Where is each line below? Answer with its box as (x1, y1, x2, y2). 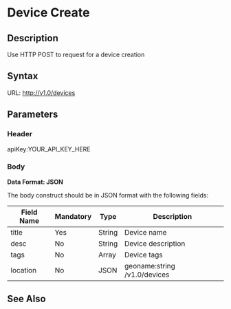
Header (7, 129, 33, 139)
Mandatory (54, 211, 92, 221)
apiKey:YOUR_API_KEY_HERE (7, 145, 91, 153)
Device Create (7, 5, 90, 21)
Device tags (124, 250, 163, 259)
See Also (7, 293, 46, 305)
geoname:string (124, 261, 175, 270)
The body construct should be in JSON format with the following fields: (7, 191, 208, 199)
